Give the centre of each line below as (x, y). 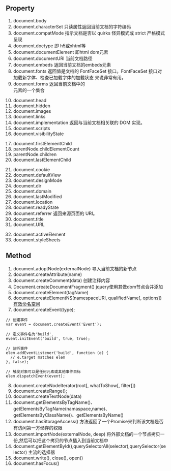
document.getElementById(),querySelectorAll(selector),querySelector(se (89, 446)
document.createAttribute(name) (48, 274)
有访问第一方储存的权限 (38, 428)
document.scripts (32, 128)
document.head (30, 100)
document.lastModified (37, 196)
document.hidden (32, 106)
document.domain (32, 191)
